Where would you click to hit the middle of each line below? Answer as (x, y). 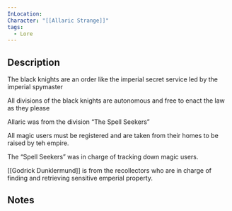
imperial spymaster (35, 87)
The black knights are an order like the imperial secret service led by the (112, 79)
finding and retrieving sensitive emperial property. (80, 178)
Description (34, 62)
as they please (29, 108)
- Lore (23, 34)
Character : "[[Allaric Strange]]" (58, 21)
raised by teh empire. (38, 143)
